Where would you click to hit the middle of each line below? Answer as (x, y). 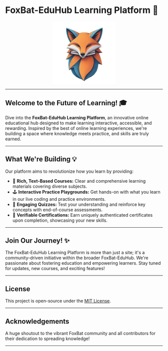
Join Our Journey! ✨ (37, 240)
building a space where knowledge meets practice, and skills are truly (77, 133)
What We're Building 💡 (41, 159)
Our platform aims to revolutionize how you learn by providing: (69, 171)
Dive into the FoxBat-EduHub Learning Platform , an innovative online (77, 117)
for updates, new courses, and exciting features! (55, 269)
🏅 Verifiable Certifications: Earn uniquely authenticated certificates (82, 215)
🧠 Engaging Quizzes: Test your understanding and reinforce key (79, 204)
